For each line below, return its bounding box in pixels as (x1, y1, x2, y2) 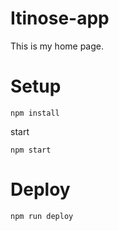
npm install (10, 108, 60, 118)
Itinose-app (10, 7, 110, 30)
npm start (10, 145, 52, 155)
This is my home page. (10, 40, 105, 52)
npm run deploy (10, 211, 74, 221)
